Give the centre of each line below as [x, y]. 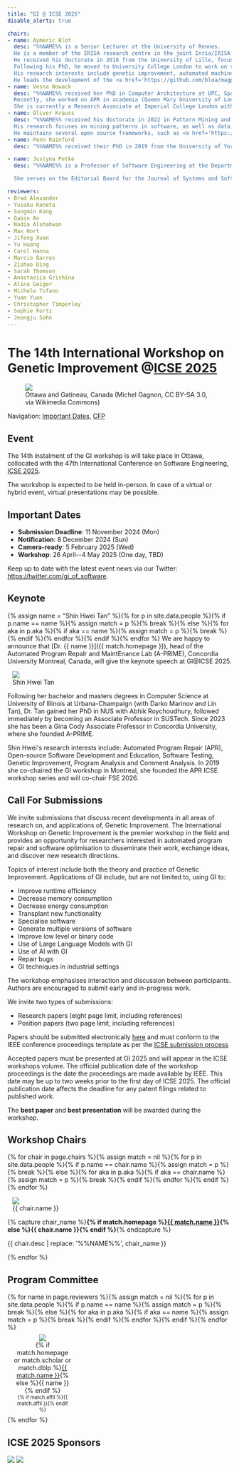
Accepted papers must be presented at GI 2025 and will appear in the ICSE [117, 1058]
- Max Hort [23, 231]
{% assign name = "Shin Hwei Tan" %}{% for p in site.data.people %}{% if [117, 616]
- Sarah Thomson [31, 271]
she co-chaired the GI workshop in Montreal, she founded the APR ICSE [113, 770]
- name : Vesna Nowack [39, 86]
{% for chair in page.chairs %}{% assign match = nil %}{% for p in [105, 1157]
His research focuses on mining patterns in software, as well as [114, 126]
